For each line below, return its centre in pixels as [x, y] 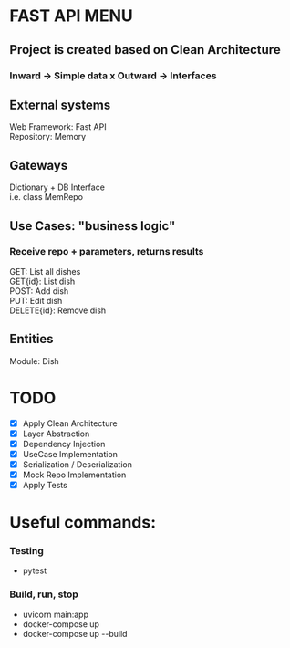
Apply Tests [45, 485]
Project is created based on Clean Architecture [145, 50]
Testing [26, 551]
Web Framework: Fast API [58, 127]
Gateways [39, 165]
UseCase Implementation [70, 454]
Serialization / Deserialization [78, 464]
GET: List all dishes [45, 271]
